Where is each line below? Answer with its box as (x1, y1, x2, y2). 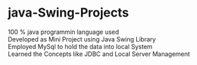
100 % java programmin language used (8, 28, 120, 36)
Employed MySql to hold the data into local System (8, 42, 153, 50)
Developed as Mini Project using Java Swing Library (8, 35, 156, 43)
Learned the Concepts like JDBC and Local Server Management (8, 50, 191, 58)
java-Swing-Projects (8, 5, 129, 21)
